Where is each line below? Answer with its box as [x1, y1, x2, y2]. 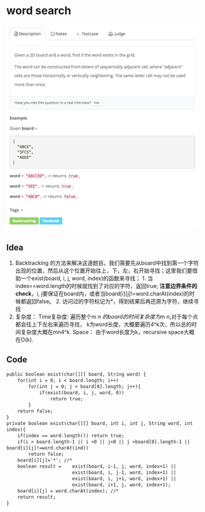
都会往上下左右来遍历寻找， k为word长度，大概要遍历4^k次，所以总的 [15, 320, 192, 328]
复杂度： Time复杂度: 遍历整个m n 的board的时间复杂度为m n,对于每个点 [15, 313, 198, 320]
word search [6, 4, 72, 18]
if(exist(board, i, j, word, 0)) [39, 390, 124, 396]
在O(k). [15, 336, 34, 344]
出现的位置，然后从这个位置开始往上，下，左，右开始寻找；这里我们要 [15, 267, 193, 274]
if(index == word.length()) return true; [17, 433, 124, 439]
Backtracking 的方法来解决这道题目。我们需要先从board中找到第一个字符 [15, 259, 199, 267]
